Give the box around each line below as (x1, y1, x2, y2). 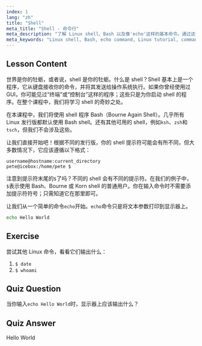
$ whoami (14, 267, 37, 273)
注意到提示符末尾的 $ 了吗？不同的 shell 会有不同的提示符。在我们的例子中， (6, 175, 192, 182)
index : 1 (6, 8, 28, 15)
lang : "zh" (6, 14, 34, 20)
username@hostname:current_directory (6, 158, 101, 164)
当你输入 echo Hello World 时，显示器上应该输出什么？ (6, 300, 139, 308)
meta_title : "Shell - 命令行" (6, 25, 79, 32)
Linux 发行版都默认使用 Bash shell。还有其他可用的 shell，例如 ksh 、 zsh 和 (6, 118, 188, 126)
